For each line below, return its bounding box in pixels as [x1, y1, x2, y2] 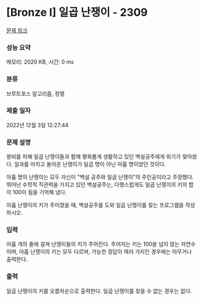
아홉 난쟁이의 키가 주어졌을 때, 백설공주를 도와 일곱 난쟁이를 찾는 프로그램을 [6, 201, 184, 209]
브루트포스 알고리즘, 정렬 [6, 90, 65, 97]
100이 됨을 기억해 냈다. [12, 188, 67, 196]
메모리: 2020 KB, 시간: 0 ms [6, 58, 74, 65]
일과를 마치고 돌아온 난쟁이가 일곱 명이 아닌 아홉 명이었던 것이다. [14, 161, 166, 168]
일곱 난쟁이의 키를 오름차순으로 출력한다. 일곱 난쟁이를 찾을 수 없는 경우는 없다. [6, 287, 192, 295]
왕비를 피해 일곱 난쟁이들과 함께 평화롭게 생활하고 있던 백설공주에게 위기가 [6, 153, 181, 161]
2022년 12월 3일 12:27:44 [6, 121, 69, 128]
